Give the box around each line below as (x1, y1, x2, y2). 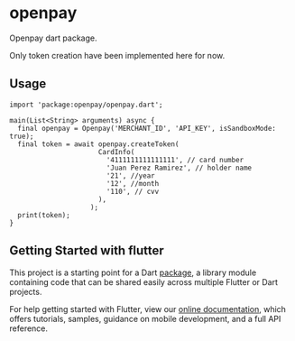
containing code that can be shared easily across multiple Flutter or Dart (9, 276, 278, 287)
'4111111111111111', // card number (106, 155, 244, 164)
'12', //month (106, 179, 160, 188)
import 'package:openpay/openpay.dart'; (9, 100, 164, 109)
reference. (9, 323, 48, 334)
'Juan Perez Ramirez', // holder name (106, 163, 253, 172)
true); (9, 132, 34, 141)
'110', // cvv (106, 187, 160, 196)
